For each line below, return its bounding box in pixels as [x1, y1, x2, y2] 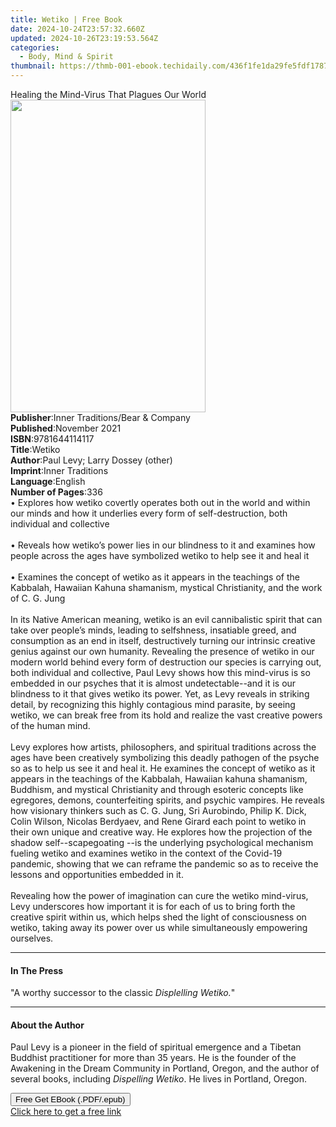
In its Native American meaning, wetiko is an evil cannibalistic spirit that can [10, 614, 323, 625]
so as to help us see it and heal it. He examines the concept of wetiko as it [10, 762, 316, 774]
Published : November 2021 [10, 422, 122, 434]
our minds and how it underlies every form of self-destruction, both [10, 507, 288, 519]
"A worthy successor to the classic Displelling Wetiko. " [10, 987, 236, 999]
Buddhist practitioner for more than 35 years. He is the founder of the [10, 1052, 297, 1064]
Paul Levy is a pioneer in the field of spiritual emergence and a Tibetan [10, 1041, 302, 1053]
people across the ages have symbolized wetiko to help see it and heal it [10, 550, 310, 561]
